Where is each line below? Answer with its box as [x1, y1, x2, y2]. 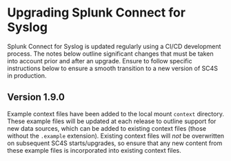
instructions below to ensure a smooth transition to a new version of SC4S [7, 64, 219, 72]
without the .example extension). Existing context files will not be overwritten [7, 131, 225, 140]
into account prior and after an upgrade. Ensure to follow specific [7, 56, 192, 65]
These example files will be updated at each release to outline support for [7, 117, 217, 125]
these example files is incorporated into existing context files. [7, 146, 181, 154]
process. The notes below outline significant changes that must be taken [7, 50, 214, 58]
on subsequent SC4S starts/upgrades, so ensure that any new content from [7, 139, 223, 147]
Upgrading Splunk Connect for [7, 5, 186, 21]
